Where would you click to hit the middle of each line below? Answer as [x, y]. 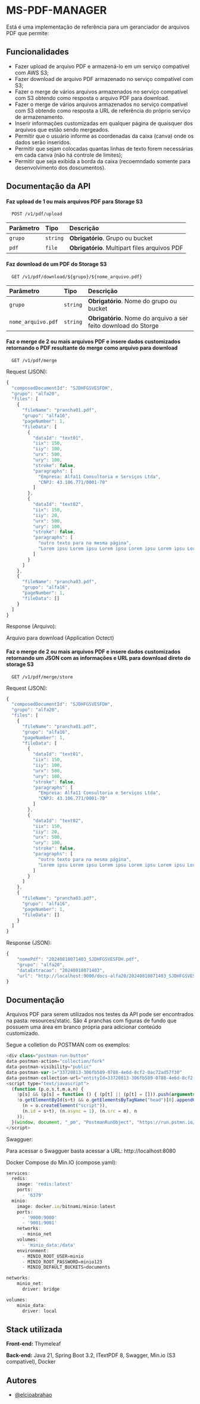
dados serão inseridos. [43, 142]
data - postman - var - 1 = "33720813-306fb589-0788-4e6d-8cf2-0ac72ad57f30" [94, 1072]
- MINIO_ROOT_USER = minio [53, 1256]
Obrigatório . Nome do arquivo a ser [138, 318]
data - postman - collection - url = [44, 1078]
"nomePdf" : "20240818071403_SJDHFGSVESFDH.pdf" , [78, 960]
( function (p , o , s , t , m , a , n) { [48, 1089]
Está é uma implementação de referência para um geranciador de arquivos [98, 27]
